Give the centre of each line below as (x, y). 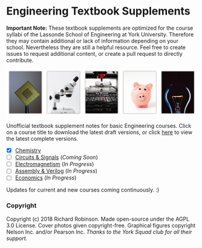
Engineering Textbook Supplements (98, 11)
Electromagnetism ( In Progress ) (54, 164)
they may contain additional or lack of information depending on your (92, 41)
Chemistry (28, 150)
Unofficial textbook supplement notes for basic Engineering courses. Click (99, 126)
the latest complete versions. (42, 139)
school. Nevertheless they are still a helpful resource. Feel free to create (96, 47)
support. (17, 238)
